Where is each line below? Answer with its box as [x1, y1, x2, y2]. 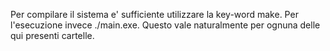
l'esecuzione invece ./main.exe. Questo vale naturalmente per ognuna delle [10, 19, 321, 31]
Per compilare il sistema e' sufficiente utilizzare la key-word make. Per [10, 9, 299, 20]
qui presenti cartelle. [10, 30, 95, 41]
